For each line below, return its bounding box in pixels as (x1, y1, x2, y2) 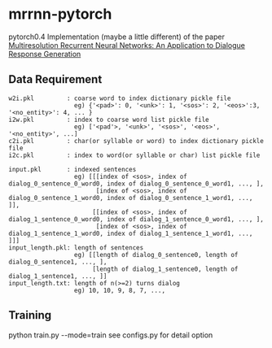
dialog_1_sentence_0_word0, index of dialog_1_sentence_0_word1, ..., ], (8, 215, 265, 224)
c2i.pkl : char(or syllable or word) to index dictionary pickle (8, 137, 265, 145)
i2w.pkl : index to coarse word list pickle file (8, 115, 209, 124)
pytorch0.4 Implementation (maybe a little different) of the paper (8, 32, 226, 41)
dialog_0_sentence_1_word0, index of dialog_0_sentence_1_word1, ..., (8, 194, 253, 202)
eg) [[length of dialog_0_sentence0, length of (73, 250, 239, 259)
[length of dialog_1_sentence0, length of (92, 265, 239, 273)
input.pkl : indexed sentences (8, 165, 137, 173)
